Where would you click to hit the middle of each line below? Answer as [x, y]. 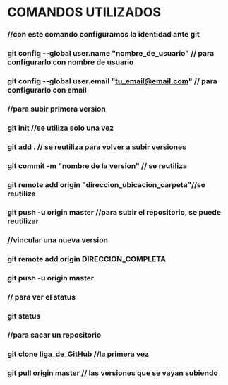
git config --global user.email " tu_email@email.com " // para [112, 81]
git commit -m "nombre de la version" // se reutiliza [97, 165]
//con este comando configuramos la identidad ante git [103, 35]
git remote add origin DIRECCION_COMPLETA [86, 259]
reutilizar [23, 221]
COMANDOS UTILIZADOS [84, 12]
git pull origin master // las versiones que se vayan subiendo [113, 373]
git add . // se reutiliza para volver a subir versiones [97, 147]
